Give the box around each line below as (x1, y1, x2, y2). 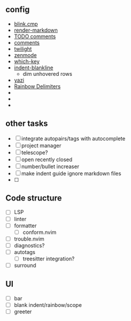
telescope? (21, 149, 48, 156)
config (5, 5, 30, 15)
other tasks (5, 119, 48, 129)
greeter (13, 308, 32, 315)
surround (13, 262, 36, 269)
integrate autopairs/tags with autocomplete (21, 135, 126, 142)
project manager (21, 142, 62, 149)
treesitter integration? (22, 255, 75, 262)
